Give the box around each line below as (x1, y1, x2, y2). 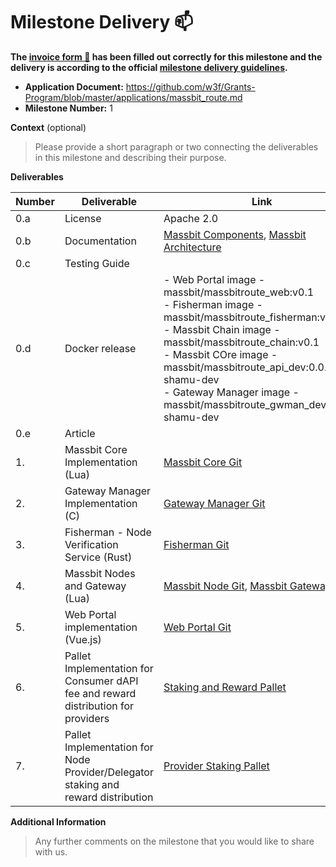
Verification (64, 537, 119, 551)
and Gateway (64, 579, 127, 593)
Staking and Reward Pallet (163, 680, 287, 694)
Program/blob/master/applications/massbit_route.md (24, 91, 243, 103)
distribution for (64, 699, 135, 713)
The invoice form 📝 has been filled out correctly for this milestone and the (10, 50, 323, 63)
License (64, 211, 102, 225)
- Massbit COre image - (163, 347, 278, 361)
